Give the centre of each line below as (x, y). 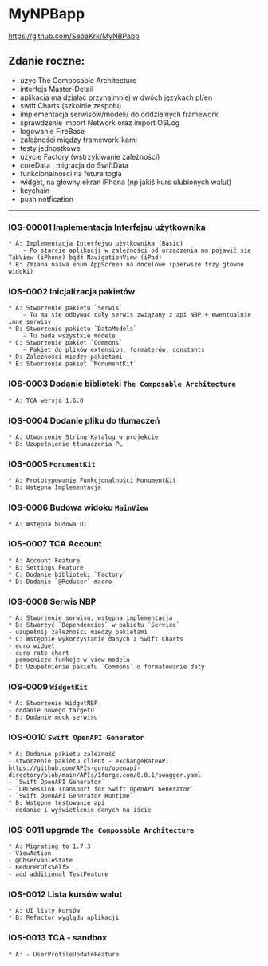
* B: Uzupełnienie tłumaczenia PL (66, 444)
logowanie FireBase (52, 131)
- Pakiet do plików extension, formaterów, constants (114, 350)
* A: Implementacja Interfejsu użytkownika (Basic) (96, 244)
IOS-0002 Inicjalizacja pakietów (72, 291)
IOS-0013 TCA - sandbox (58, 938)
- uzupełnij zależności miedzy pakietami (78, 632)
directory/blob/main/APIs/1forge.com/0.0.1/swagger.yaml (105, 775)
